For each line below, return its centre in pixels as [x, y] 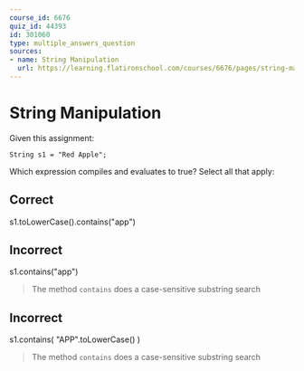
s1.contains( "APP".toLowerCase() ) [75, 339]
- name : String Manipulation [64, 60]
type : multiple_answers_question [72, 43]
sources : [26, 52]
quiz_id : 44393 [38, 26]
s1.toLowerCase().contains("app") [72, 222]
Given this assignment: [52, 138]
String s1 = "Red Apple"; [58, 155]
